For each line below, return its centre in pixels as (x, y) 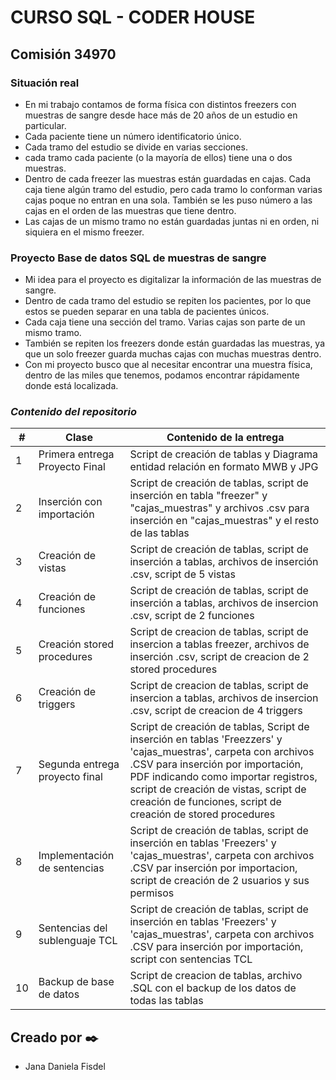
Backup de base (76, 982)
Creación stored (76, 644)
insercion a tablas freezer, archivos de (219, 644)
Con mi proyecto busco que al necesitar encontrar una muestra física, (168, 365)
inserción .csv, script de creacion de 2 (219, 657)
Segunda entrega (79, 764)
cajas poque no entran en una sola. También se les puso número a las (168, 200)
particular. (45, 125)
